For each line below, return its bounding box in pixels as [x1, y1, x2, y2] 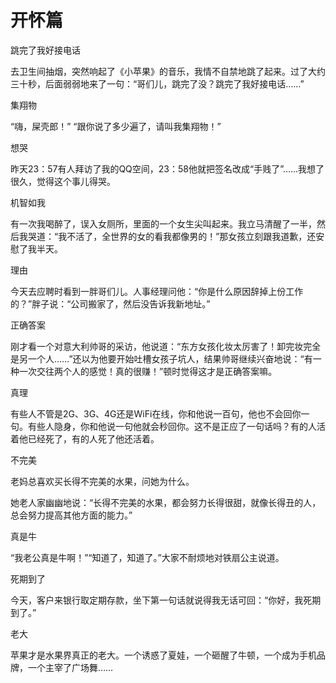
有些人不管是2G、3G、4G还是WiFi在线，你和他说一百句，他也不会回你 [10, 407, 302, 420]
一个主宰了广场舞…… [27, 661, 114, 673]
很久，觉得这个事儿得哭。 [10, 175, 116, 187]
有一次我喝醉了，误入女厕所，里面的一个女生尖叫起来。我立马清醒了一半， [10, 217, 317, 230]
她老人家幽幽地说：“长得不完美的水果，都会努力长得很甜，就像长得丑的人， [10, 496, 322, 508]
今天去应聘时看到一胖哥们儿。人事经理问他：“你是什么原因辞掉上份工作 [10, 285, 304, 297]
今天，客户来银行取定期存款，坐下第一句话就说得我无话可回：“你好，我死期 [10, 594, 322, 606]
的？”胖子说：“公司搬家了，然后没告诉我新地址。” [10, 297, 211, 310]
